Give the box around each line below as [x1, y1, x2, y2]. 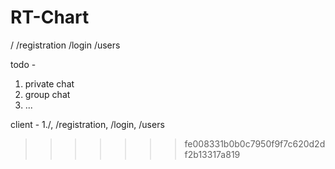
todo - [10, 58, 37, 70]
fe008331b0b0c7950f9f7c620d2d [184, 137, 326, 150]
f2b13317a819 [184, 148, 241, 160]
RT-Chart [10, 6, 90, 29]
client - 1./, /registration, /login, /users [10, 118, 165, 130]
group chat [24, 88, 71, 100]
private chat [24, 77, 75, 90]
